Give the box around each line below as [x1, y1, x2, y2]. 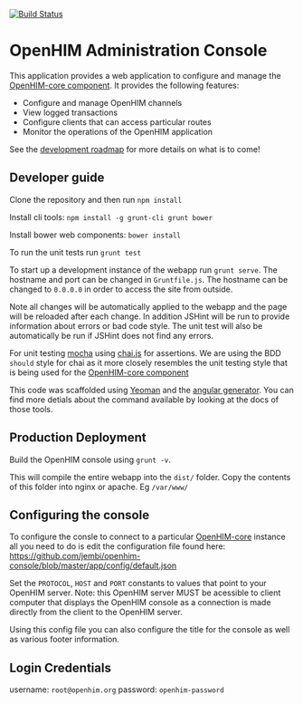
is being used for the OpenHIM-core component [9, 367, 189, 378]
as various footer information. [9, 634, 120, 645]
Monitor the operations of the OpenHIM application [22, 126, 213, 137]
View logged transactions [22, 107, 118, 118]
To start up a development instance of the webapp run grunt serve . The [9, 264, 278, 275]
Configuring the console [9, 507, 150, 523]
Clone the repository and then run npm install [9, 194, 183, 205]
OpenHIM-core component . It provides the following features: [9, 80, 240, 91]
